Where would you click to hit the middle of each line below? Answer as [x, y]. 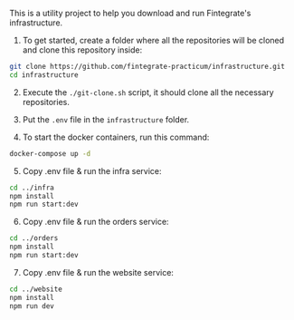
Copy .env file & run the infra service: [92, 170]
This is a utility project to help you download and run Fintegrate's [130, 13]
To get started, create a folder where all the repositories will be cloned [153, 40]
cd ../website [36, 289]
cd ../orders [34, 238]
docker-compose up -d [50, 153]
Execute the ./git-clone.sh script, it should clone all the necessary [148, 92]
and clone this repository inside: [82, 50]
